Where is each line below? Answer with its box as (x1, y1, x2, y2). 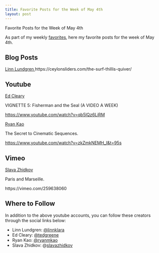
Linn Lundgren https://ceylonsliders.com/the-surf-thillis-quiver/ (5, 66, 132, 72)
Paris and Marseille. (5, 176, 45, 182)
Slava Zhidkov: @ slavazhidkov (12, 242, 73, 248)
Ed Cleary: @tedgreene (12, 232, 59, 238)
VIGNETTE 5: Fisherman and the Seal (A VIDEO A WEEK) (5, 103, 118, 108)
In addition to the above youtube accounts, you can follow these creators (5, 212, 151, 218)
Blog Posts (5, 53, 38, 61)
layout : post (5, 12, 32, 16)
